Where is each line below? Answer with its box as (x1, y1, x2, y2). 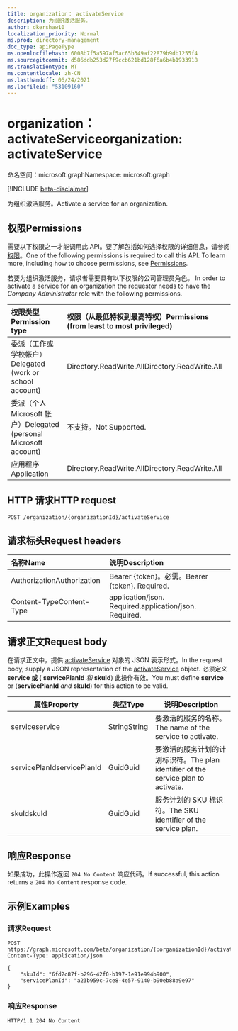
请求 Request (7, 923, 52, 933)
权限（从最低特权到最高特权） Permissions (67, 312, 209, 321)
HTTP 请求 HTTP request (7, 494, 117, 507)
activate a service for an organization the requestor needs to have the (7, 282, 211, 290)
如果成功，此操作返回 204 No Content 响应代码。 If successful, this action (7, 870, 220, 879)
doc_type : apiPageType (7, 43, 74, 50)
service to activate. (154, 732, 219, 742)
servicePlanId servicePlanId (11, 763, 102, 773)
